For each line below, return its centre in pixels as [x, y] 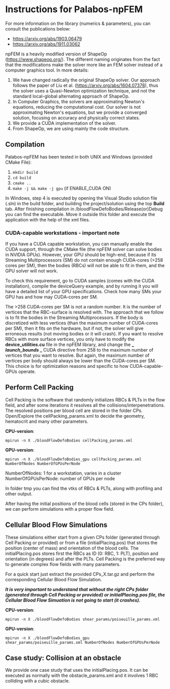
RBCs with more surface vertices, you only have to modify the [70, 339]
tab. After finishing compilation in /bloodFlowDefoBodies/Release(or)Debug [84, 209]
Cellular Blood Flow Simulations [56, 525]
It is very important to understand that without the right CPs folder [77, 589]
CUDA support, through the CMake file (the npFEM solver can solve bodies [84, 249]
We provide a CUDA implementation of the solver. [64, 123]
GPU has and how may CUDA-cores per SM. [52, 297]
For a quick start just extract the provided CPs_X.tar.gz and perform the [80, 574]
